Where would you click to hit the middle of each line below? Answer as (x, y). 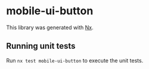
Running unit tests (41, 46)
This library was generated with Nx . (50, 27)
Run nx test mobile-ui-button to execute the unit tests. (75, 60)
